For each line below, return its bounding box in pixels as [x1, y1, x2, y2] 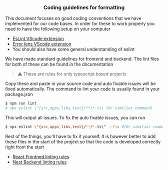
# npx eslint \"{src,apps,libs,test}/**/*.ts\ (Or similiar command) [5, 105, 153, 111]
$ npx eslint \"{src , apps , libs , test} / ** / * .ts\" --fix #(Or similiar [5, 124, 151, 129]
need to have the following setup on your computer [5, 26, 111, 32]
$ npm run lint [5, 101, 37, 106]
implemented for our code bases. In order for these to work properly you [5, 20, 155, 26]
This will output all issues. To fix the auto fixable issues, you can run [5, 114, 145, 121]
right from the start [5, 144, 44, 150]
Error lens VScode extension [12, 41, 71, 47]
